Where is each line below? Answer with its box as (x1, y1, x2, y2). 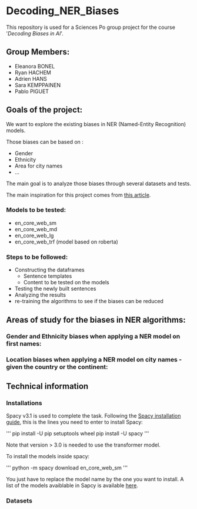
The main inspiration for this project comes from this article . (6, 191, 151, 198)
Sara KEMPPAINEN (14, 81, 61, 88)
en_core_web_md (14, 225, 58, 232)
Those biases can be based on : (6, 138, 84, 145)
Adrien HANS (14, 75, 47, 82)
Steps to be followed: (6, 252, 68, 261)
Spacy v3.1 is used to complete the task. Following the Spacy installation (6, 412, 181, 419)
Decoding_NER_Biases (6, 4, 119, 18)
